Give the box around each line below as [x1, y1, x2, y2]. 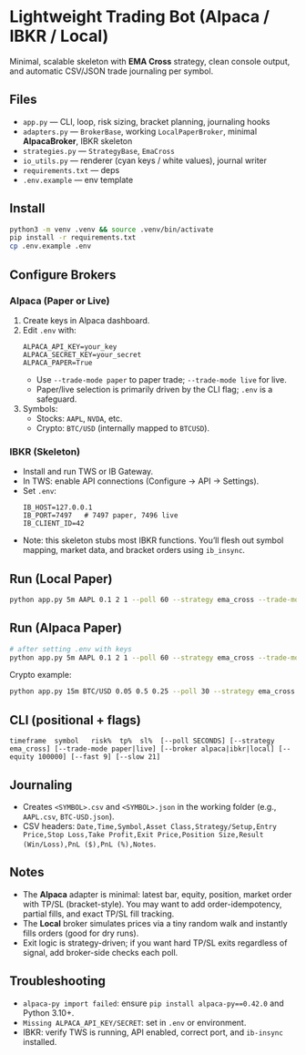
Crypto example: [9, 670, 72, 681]
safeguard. [36, 394, 77, 405]
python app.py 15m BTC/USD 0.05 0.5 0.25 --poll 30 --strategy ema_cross [9, 687, 296, 696]
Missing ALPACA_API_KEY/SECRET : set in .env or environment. [22, 1017, 247, 1028]
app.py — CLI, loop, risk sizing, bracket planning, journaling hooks [22, 116, 270, 127]
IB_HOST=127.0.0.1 [22, 503, 93, 512]
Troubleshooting [9, 973, 107, 989]
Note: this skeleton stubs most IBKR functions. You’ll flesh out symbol [22, 535, 284, 546]
